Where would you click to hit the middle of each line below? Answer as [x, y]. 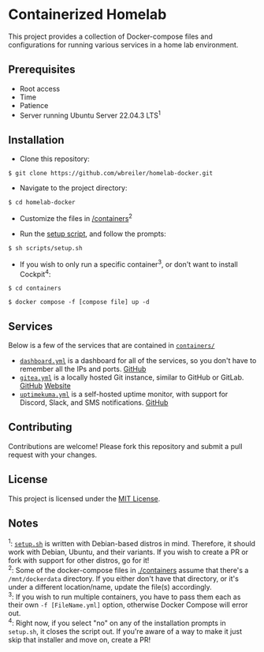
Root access [40, 88]
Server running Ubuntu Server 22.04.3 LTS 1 [90, 114]
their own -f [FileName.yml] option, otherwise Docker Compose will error [128, 605]
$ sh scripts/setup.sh [45, 248]
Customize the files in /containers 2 [76, 217]
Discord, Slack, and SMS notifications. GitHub [94, 403]
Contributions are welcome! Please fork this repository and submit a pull [125, 446]
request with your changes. [52, 455]
